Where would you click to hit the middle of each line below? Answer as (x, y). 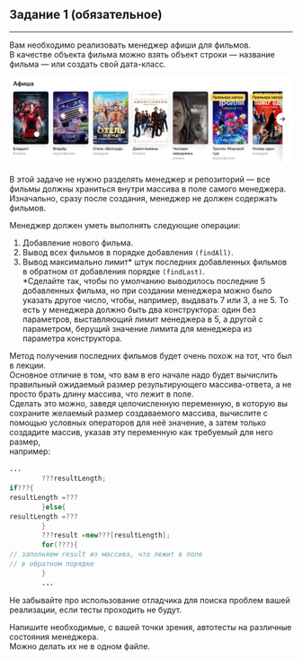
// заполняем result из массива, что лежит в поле (106, 555)
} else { (54, 507)
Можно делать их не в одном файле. (80, 646)
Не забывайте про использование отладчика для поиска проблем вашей (150, 600)
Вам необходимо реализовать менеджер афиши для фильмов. (130, 45)
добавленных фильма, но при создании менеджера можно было (147, 290)
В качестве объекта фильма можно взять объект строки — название (142, 54)
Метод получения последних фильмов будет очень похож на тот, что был (151, 356)
